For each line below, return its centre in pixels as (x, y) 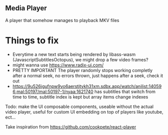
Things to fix (32, 40)
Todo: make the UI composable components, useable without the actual (79, 106)
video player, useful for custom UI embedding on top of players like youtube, (84, 111)
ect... (11, 117)
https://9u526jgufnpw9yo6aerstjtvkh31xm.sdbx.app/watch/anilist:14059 (87, 86)
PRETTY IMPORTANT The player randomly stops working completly (82, 70)
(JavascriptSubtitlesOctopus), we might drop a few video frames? (80, 59)
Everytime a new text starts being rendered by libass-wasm (74, 54)
